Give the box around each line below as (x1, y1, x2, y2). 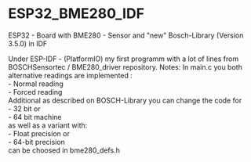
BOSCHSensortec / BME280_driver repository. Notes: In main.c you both (8, 62, 243, 71)
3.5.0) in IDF (8, 38, 48, 48)
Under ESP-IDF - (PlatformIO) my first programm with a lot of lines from (8, 54, 239, 63)
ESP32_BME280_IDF (8, 5, 145, 23)
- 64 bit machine (8, 112, 62, 121)
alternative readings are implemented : (8, 70, 133, 80)
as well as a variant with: (8, 121, 88, 130)
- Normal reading (8, 79, 64, 88)
